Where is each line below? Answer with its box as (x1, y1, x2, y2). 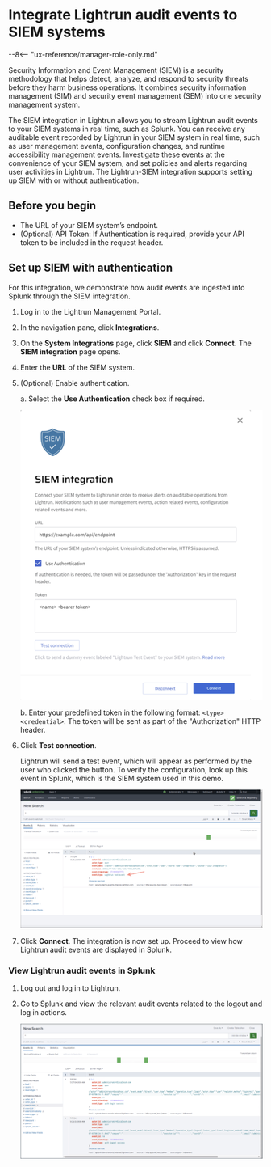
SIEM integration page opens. (19, 346, 121, 357)
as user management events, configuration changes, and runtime (8, 141, 226, 150)
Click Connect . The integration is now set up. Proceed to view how (19, 937, 244, 945)
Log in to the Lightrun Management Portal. (19, 307, 161, 316)
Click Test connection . (19, 740, 97, 750)
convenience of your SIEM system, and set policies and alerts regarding (8, 158, 248, 167)
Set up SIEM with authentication (8, 261, 173, 275)
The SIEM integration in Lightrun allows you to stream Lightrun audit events (8, 115, 258, 125)
